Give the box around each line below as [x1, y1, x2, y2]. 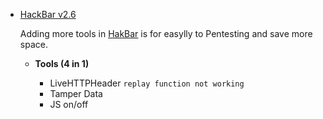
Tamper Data [49, 88, 103, 99]
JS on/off [49, 99, 89, 110]
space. [19, 39, 48, 50]
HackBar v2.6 [19, 9, 77, 20]
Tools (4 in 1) [34, 58, 90, 69]
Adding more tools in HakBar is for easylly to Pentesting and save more [19, 28, 313, 39]
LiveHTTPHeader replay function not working [49, 77, 245, 89]
